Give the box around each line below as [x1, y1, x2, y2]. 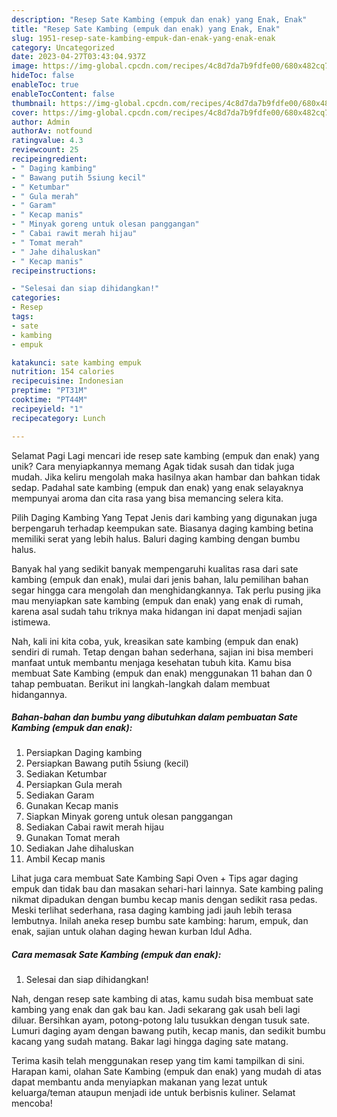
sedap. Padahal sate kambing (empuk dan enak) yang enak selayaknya [11, 481, 304, 493]
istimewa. [11, 616, 51, 628]
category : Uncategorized [11, 42, 115, 53]
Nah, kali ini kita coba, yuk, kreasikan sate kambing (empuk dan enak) [11, 635, 299, 647]
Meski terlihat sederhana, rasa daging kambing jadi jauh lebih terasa [11, 904, 293, 916]
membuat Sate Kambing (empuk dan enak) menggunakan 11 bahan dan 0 [11, 667, 313, 679]
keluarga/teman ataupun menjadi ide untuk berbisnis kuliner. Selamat [11, 1087, 296, 1099]
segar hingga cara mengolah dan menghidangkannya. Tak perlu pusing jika [11, 584, 321, 596]
